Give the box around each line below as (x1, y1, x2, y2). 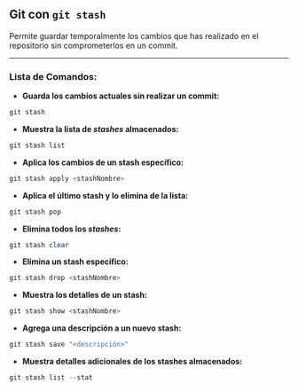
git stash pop (9, 207, 62, 216)
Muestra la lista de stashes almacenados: (21, 123, 179, 134)
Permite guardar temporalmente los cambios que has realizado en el (9, 30, 259, 41)
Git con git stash (9, 7, 106, 22)
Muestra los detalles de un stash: (21, 290, 148, 301)
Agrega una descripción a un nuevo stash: (21, 323, 182, 333)
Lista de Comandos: (9, 70, 98, 82)
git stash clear (9, 240, 69, 249)
